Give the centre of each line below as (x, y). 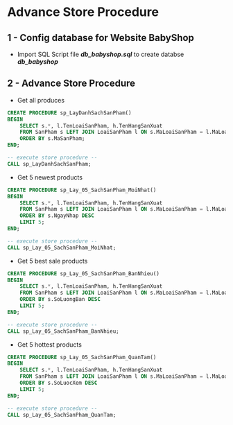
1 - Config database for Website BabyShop (101, 38)
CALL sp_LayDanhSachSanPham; (49, 164)
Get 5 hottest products (49, 345)
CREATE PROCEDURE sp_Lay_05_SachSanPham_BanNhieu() (83, 274)
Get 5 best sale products (52, 261)
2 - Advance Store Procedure (71, 84)
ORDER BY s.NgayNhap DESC (57, 216)
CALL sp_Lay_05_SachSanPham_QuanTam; (62, 415)
